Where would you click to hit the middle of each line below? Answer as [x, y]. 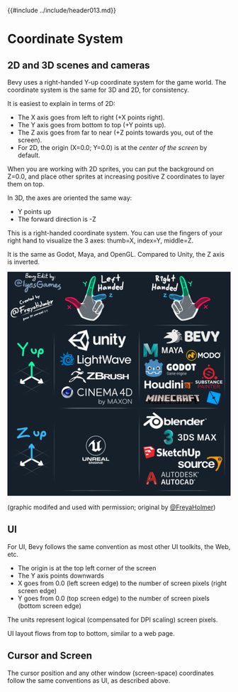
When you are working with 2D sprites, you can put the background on [110, 169]
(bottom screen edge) [49, 606]
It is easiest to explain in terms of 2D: [61, 103]
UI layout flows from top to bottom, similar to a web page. [91, 633]
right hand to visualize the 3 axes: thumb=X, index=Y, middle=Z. [100, 240]
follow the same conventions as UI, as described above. [89, 680]
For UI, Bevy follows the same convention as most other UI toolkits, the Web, [119, 546]
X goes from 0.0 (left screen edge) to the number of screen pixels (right [122, 583]
